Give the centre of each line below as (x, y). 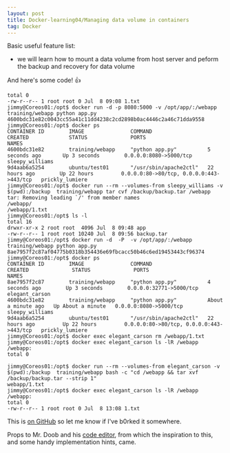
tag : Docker (24, 26)
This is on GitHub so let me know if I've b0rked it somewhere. (94, 421)
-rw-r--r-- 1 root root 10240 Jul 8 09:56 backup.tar (87, 234)
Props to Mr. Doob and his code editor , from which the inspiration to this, (110, 435)
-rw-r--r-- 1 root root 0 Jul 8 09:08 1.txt (73, 102)
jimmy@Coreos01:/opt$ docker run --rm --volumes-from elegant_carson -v (114, 367)
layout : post (26, 13)
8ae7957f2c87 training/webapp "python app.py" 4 (109, 282)
